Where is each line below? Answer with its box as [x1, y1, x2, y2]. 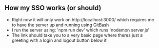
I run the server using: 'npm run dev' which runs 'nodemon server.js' [11, 27, 150, 33]
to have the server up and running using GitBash [11, 22, 109, 28]
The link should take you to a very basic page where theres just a [11, 32, 143, 38]
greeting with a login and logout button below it [11, 37, 107, 43]
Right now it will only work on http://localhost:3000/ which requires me [11, 16, 154, 22]
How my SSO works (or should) [4, 4, 101, 12]
